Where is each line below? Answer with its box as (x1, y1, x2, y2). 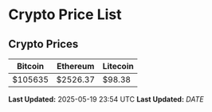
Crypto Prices (8, 37, 79, 51)
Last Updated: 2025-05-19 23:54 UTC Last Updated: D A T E (8, 95, 205, 104)
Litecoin (102, 61, 134, 71)
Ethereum (57, 61, 95, 71)
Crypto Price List (8, 6, 122, 24)
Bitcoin (17, 61, 45, 71)
